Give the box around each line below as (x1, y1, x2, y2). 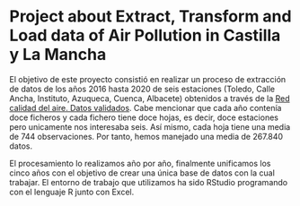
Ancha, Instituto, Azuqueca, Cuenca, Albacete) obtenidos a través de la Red (9, 92, 290, 104)
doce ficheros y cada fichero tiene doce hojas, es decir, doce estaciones (9, 112, 278, 123)
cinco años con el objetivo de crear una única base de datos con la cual (9, 167, 276, 178)
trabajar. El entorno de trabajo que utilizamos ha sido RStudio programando (9, 176, 288, 187)
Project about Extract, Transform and (9, 6, 292, 27)
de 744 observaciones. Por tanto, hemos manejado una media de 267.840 (9, 131, 284, 142)
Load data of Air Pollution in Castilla (9, 25, 281, 46)
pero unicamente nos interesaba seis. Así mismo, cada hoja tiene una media (9, 121, 291, 132)
